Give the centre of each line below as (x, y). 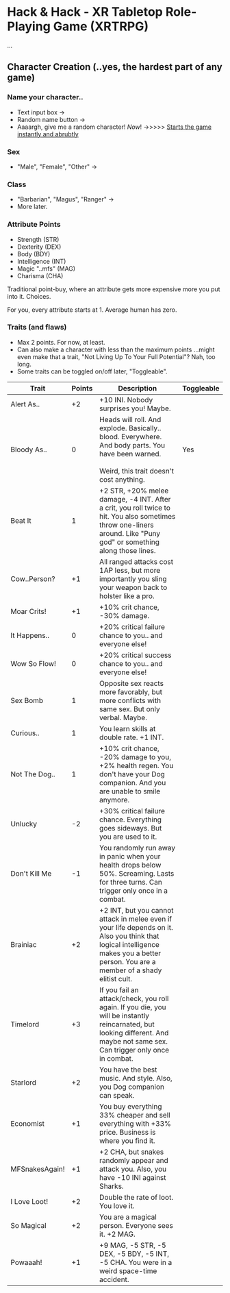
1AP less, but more (130, 570)
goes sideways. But (130, 828)
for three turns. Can (130, 882)
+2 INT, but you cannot (136, 910)
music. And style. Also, (136, 1078)
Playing (29, 26)
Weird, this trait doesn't (137, 471)
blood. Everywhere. (130, 436)
